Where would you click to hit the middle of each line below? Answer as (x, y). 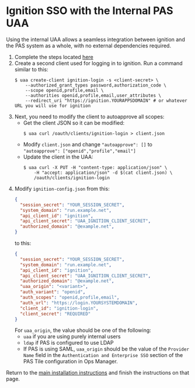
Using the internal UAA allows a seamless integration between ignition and (95, 39)
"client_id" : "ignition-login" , (59, 308)
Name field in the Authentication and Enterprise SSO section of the (103, 355)
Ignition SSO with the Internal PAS (90, 11)
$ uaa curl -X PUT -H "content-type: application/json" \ (95, 167)
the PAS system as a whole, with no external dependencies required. (88, 46)
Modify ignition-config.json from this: (62, 188)
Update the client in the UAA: (58, 157)
